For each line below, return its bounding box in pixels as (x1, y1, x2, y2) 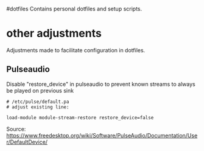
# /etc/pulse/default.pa (6, 99, 69, 105)
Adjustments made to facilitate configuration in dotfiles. (6, 46, 146, 54)
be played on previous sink (6, 86, 74, 94)
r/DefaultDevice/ (6, 138, 47, 146)
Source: (6, 125, 26, 133)
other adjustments (6, 27, 102, 40)
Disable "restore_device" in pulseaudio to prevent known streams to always (6, 80, 196, 88)
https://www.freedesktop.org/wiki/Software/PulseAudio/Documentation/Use (6, 132, 198, 139)
